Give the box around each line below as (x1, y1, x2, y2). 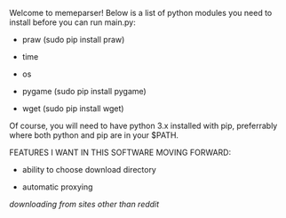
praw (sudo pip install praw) (21, 35, 125, 44)
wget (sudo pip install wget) (21, 103, 124, 114)
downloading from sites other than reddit (9, 199, 160, 209)
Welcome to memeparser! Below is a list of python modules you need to (9, 8, 273, 18)
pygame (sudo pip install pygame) (21, 86, 147, 96)
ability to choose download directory (21, 165, 157, 174)
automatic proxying (21, 182, 93, 192)
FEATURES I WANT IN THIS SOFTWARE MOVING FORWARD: (9, 147, 232, 157)
